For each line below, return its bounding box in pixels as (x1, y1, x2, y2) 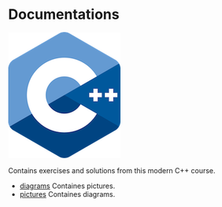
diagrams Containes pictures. (19, 181, 116, 190)
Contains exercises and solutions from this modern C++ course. (8, 165, 216, 175)
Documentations (8, 6, 120, 24)
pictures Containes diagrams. (19, 189, 116, 198)
